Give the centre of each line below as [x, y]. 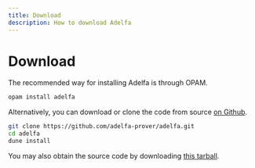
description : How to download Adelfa [70, 23]
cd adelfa [24, 134]
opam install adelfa [42, 97]
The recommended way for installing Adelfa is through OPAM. [108, 83]
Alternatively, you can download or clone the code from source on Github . [128, 112]
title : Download [35, 15]
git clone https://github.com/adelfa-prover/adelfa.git [101, 127]
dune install [29, 141]
